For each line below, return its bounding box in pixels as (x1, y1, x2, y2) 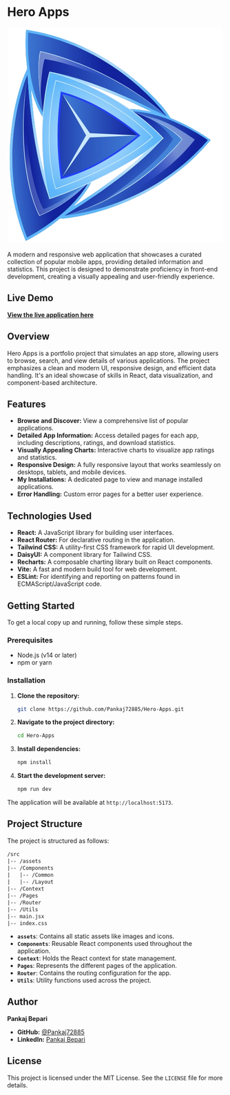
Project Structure (7, 818, 83, 830)
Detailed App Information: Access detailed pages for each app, (17, 431, 199, 439)
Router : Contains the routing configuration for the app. (17, 969, 171, 977)
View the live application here (7, 310, 94, 318)
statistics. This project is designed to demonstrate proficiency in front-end (7, 265, 218, 273)
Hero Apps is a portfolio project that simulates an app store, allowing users (7, 349, 219, 357)
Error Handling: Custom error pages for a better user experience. (17, 490, 203, 498)
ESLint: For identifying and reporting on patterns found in (17, 573, 180, 581)
